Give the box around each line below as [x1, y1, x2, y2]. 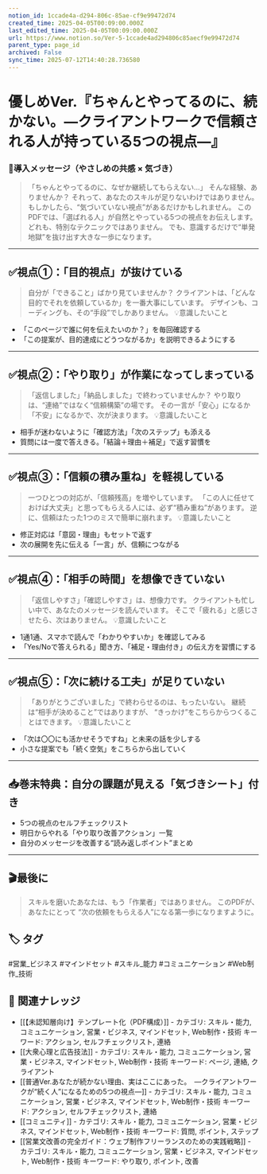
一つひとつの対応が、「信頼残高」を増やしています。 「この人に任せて [27, 493, 255, 502]
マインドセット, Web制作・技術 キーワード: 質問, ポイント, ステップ [37, 1126, 259, 1136]
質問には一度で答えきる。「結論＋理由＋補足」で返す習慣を [19, 437, 212, 447]
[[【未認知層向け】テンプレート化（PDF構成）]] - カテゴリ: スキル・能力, [19, 1016, 252, 1027]
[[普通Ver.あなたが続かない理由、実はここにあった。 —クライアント [19, 1076, 243, 1086]
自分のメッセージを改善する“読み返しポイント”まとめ [19, 838, 193, 848]
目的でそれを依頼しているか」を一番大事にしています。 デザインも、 [27, 298, 252, 307]
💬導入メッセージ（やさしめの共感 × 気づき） [8, 162, 178, 174]
